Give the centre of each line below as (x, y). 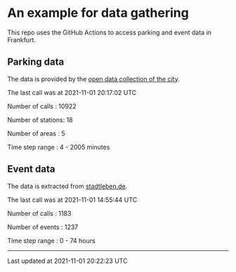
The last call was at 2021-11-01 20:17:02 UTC (72, 92)
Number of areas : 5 (36, 133)
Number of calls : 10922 (42, 106)
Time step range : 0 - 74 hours (52, 240)
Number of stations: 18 (40, 119)
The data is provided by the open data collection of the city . (94, 79)
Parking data (36, 62)
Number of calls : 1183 (39, 213)
